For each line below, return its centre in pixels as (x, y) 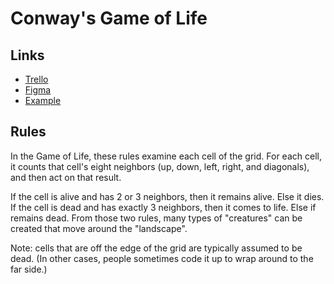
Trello (36, 79)
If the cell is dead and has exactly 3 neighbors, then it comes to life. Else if (163, 207)
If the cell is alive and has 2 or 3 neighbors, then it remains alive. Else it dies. (167, 196)
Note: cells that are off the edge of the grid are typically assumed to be (156, 248)
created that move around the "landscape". (99, 228)
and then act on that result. (66, 177)
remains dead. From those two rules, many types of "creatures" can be (156, 218)
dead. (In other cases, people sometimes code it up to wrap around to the (162, 258)
